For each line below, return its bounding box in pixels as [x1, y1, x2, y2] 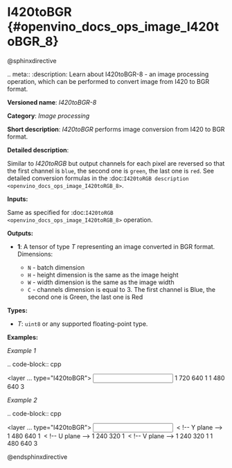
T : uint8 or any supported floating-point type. [17, 320, 148, 328]
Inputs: [7, 195, 28, 203]
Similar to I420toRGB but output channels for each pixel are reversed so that [7, 159, 225, 167]
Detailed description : [7, 146, 69, 154]
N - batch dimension [27, 263, 85, 271]
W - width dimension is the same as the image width [27, 278, 175, 286]
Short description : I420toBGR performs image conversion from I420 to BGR [7, 125, 225, 133]
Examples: [7, 333, 38, 341]
